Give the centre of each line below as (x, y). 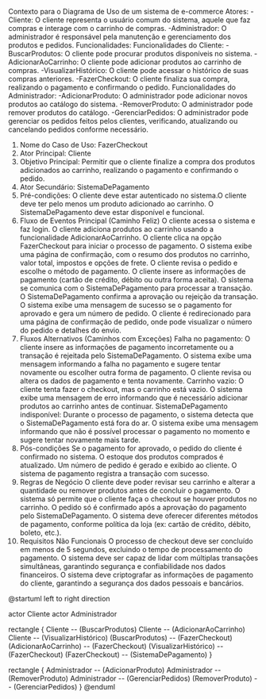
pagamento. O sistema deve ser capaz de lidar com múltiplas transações (139, 558)
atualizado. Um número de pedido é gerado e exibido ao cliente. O (128, 465)
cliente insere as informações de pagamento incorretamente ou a (127, 347)
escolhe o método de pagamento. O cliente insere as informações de (133, 271)
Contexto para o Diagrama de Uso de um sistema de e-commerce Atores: (129, 12)
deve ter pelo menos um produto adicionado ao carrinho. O (117, 204)
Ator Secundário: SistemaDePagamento (85, 187)
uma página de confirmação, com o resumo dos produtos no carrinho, (135, 254)
